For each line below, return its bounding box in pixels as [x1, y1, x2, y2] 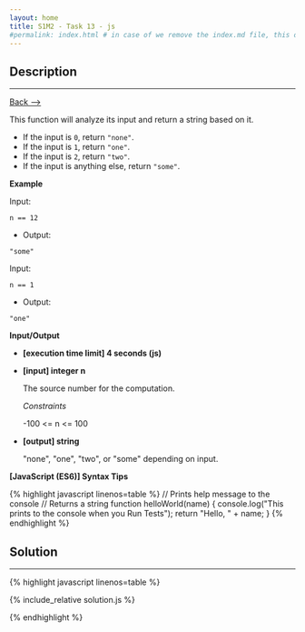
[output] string [22, 436, 80, 446]
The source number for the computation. [22, 383, 175, 394]
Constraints [22, 401, 66, 412]
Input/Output [9, 330, 61, 341]
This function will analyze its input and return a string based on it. [9, 115, 254, 125]
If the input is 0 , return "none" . [22, 132, 134, 143]
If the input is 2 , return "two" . [22, 151, 131, 162]
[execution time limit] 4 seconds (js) [22, 347, 162, 359]
